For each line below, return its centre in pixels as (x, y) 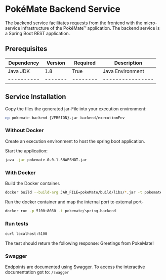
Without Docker (24, 131)
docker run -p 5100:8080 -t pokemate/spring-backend (61, 211)
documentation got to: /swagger (37, 272)
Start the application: (26, 151)
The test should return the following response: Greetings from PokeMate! (80, 243)
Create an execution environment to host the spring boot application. (75, 141)
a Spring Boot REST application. (38, 33)
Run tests (17, 224)
